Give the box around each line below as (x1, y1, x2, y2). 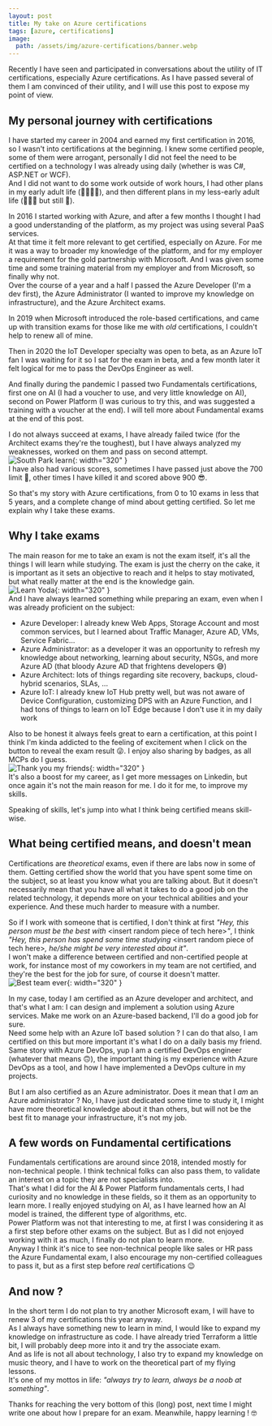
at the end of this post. (8, 413, 84, 423)
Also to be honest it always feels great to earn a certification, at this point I (8, 728, 257, 739)
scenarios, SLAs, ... (43, 679, 108, 688)
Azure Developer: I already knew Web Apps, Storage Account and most (19, 618, 260, 627)
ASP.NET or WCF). (8, 170, 71, 179)
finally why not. (8, 271, 59, 281)
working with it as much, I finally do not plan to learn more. (8, 1235, 205, 1245)
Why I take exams (8, 529, 100, 543)
